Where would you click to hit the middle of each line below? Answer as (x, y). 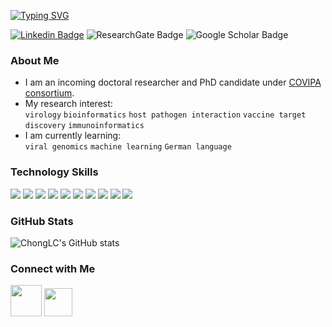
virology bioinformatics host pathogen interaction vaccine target (165, 115)
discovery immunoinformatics (84, 126)
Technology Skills (54, 172)
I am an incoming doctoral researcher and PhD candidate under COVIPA (173, 82)
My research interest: (68, 104)
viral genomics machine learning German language (128, 147)
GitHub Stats (42, 221)
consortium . (49, 93)
